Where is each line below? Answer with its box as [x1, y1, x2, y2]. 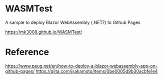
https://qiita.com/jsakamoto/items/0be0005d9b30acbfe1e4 [35, 68, 158, 74]
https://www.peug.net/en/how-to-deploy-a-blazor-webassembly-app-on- [5, 63, 157, 69]
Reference [5, 47, 49, 58]
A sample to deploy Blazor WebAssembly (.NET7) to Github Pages [5, 19, 141, 25]
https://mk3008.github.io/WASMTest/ [5, 29, 82, 35]
